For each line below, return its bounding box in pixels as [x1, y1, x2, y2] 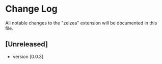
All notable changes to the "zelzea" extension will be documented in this [5, 20, 157, 26]
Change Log [5, 3, 58, 15]
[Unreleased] [5, 40, 48, 49]
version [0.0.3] [12, 53, 44, 59]
